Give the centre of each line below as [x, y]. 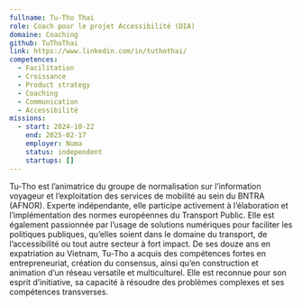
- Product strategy [54, 85]
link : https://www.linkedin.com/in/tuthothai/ [98, 51]
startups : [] [50, 160]
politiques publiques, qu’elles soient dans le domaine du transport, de [138, 234]
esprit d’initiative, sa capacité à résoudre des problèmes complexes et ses [147, 282]
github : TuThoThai [44, 43]
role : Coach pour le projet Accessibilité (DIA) [102, 26]
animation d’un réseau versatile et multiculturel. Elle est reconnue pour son [148, 273]
